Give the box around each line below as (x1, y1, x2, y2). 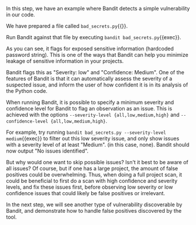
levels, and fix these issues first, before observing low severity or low (6, 184, 173, 191)
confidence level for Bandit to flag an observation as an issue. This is (6, 105, 173, 112)
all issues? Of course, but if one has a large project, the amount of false (6, 165, 178, 172)
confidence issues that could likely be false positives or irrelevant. (6, 190, 166, 196)
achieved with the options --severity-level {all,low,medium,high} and (6, 111, 180, 118)
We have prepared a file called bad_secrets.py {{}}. (6, 23, 128, 29)
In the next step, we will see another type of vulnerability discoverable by (6, 201, 183, 208)
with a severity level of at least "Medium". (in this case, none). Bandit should (6, 141, 190, 148)
